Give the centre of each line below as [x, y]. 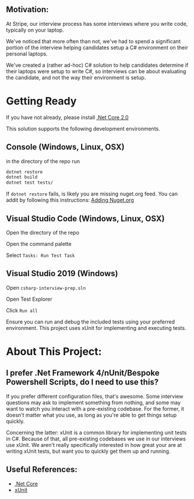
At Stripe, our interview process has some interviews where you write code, [97, 23]
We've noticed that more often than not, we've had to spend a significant [93, 41]
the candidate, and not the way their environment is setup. [76, 77]
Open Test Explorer [29, 299]
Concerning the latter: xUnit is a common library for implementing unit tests [96, 432]
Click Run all [22, 310]
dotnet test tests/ [30, 183]
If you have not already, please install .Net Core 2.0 [68, 117]
